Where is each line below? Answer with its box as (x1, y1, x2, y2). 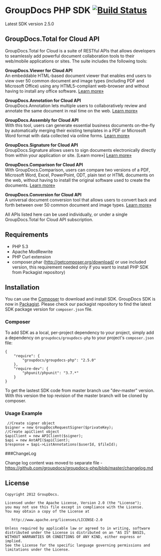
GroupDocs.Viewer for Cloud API (5, 67, 73, 73)
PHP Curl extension (12, 254, 51, 259)
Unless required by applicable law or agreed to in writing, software (5, 526, 150, 531)
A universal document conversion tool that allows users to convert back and (5, 197, 157, 203)
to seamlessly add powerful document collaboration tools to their (5, 53, 135, 59)
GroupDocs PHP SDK (5, 5, 91, 16)
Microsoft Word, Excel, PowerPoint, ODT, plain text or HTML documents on (5, 172, 155, 178)
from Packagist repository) (12, 269, 66, 275)
